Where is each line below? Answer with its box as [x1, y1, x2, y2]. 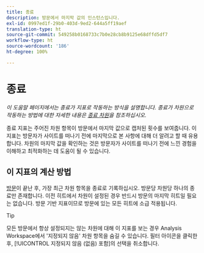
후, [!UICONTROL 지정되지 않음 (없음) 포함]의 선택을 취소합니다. [6, 240, 160, 247]
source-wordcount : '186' [6, 43, 70, 50]
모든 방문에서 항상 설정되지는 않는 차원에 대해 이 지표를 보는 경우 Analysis [6, 224, 182, 232]
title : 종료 [6, 9, 35, 15]
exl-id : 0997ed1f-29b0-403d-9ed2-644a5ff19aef [6, 20, 127, 26]
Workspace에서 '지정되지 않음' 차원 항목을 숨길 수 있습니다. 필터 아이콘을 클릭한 [6, 232, 198, 239]
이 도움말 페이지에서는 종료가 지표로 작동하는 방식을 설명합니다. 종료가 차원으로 [6, 103, 194, 111]
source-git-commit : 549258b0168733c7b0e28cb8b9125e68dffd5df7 [6, 32, 168, 38]
